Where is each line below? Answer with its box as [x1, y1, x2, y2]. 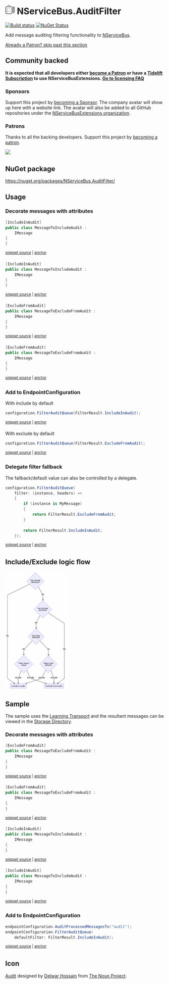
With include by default [5, 400, 54, 406]
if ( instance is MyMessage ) [23, 501, 82, 507]
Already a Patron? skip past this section [5, 41, 87, 47]
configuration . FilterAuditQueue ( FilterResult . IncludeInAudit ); [5, 411, 141, 416]
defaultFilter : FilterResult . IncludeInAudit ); [14, 934, 114, 940]
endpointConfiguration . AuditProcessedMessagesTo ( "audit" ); [5, 924, 132, 929]
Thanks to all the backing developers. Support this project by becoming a [5, 134, 158, 140]
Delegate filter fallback [5, 463, 63, 470]
